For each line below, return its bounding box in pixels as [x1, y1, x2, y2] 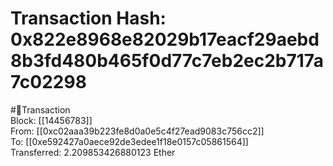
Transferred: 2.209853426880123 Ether [10, 146, 176, 158]
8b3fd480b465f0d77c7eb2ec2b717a [10, 50, 325, 72]
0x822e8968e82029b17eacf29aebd [10, 28, 320, 51]
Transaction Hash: [10, 7, 167, 30]
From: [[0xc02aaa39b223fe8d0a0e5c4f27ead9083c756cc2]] [10, 125, 265, 137]
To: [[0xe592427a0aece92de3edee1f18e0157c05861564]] [10, 135, 249, 147]
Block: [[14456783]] [10, 114, 93, 126]
